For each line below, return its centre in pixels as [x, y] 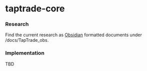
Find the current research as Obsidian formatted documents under [74, 35]
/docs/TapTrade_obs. [27, 40]
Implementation [25, 53]
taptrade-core [35, 9]
